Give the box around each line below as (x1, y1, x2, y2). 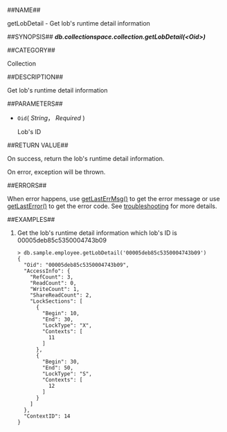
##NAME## (7, 6, 41, 14)
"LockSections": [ (30, 298, 83, 305)
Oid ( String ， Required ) (17, 114, 85, 122)
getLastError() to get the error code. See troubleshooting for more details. (7, 202, 217, 210)
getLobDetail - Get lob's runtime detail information (7, 19, 151, 27)
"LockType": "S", (42, 370, 92, 377)
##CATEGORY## (7, 46, 55, 54)
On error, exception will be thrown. (7, 168, 106, 176)
